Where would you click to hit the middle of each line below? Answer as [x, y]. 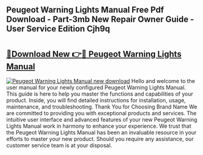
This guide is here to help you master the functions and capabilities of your [100, 94]
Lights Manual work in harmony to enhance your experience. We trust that [99, 126]
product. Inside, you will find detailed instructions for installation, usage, [96, 100]
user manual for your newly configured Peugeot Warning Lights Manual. [96, 87]
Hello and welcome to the [163, 81]
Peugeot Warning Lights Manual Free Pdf [85, 10]
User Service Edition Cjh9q [58, 29]
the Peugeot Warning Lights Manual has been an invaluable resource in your [101, 132]
